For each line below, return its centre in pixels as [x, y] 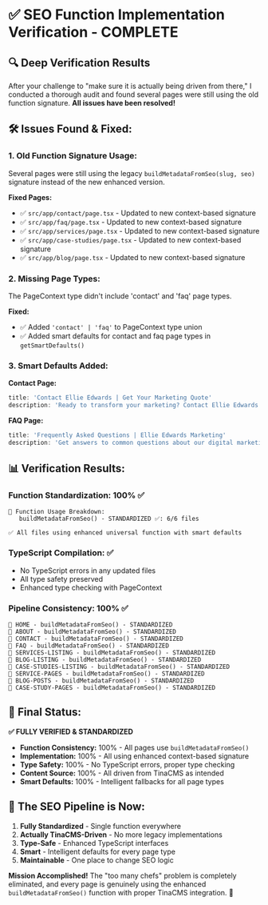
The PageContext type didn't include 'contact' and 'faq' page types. [120, 296]
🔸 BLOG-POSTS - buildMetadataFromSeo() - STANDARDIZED [101, 681]
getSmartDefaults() [52, 346]
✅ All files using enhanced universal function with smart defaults [125, 533]
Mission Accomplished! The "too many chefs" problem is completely [122, 875]
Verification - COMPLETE [93, 32]
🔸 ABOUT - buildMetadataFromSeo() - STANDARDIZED [93, 632]
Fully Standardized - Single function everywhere [100, 826]
